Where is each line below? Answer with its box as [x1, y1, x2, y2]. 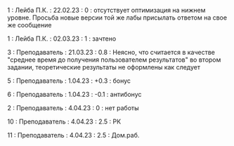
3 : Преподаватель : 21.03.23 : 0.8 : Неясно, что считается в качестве [7, 48, 216, 56]
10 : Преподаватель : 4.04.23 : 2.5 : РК [7, 117, 122, 126]
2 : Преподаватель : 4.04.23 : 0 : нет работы [7, 104, 139, 112]
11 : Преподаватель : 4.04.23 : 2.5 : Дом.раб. [7, 131, 140, 139]
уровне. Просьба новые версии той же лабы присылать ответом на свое [7, 13, 227, 22]
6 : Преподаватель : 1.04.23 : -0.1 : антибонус [7, 91, 142, 98]
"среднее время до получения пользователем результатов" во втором [7, 55, 221, 64]
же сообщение [7, 21, 52, 29]
